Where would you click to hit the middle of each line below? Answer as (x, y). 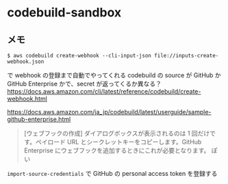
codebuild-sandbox (64, 13)
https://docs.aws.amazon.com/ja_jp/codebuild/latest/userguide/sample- (109, 112)
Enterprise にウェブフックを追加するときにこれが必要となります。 (117, 150)
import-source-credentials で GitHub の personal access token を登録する (112, 173)
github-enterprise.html (39, 119)
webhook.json (26, 62)
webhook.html (27, 98)
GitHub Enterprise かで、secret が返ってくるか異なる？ (85, 84)
